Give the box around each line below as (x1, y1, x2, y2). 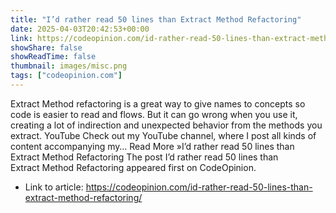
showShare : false (10, 42, 83, 53)
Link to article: (24, 181, 84, 193)
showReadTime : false (10, 52, 97, 62)
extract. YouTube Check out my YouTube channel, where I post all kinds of (10, 129, 317, 141)
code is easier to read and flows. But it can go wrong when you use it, (10, 108, 298, 120)
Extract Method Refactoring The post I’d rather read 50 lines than (10, 151, 279, 163)
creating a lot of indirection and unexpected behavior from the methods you (10, 119, 323, 131)
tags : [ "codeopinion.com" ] (10, 71, 123, 81)
